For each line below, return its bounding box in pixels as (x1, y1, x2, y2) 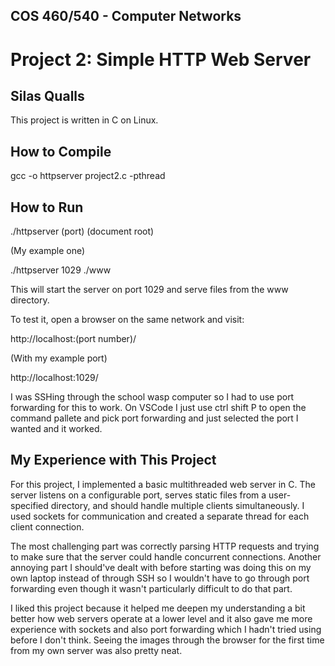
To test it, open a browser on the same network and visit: (10, 314, 245, 326)
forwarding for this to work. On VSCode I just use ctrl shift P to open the (10, 402, 307, 414)
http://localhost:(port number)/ (10, 333, 137, 345)
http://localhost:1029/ (10, 372, 99, 384)
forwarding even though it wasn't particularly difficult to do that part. (10, 582, 293, 594)
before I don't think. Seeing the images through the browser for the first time (10, 634, 325, 646)
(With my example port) (10, 352, 108, 364)
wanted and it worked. (10, 423, 103, 435)
